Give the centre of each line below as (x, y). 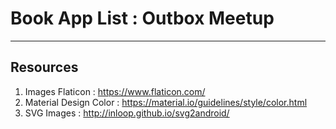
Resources (44, 67)
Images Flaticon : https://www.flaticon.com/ (115, 91)
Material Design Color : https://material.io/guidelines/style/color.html (166, 102)
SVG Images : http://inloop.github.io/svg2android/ (127, 113)
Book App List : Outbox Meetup (142, 18)
